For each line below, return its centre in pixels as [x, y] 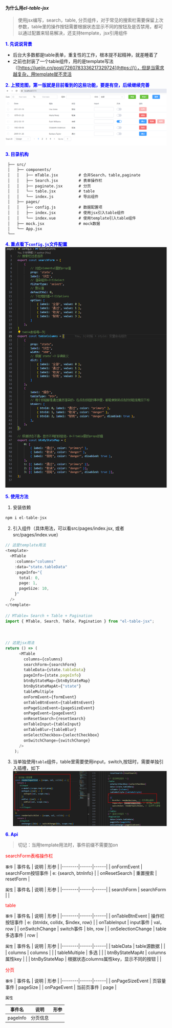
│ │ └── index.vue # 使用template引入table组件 [72, 218]
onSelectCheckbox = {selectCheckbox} [62, 735]
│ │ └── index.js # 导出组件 [53, 196]
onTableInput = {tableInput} [52, 724]
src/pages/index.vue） [37, 535]
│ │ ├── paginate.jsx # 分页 [49, 186]
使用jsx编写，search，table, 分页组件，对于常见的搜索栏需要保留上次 [91, 20]
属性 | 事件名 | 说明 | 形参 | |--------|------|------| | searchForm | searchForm [86, 889]
